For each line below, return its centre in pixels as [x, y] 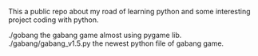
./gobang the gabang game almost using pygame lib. [95, 35]
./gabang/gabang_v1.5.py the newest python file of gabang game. [116, 43]
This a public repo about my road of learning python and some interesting [129, 11]
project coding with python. [54, 20]
